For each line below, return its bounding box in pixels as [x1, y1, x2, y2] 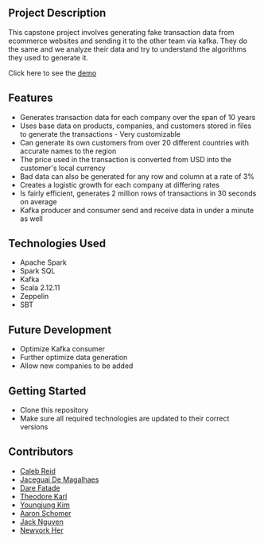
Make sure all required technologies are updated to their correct [19, 413, 230, 424]
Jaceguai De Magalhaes [19, 475, 99, 484]
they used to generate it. [8, 52, 89, 62]
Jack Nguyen [19, 517, 64, 526]
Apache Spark [19, 258, 68, 267]
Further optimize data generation [19, 353, 128, 363]
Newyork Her [19, 525, 64, 535]
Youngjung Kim [19, 500, 70, 510]
